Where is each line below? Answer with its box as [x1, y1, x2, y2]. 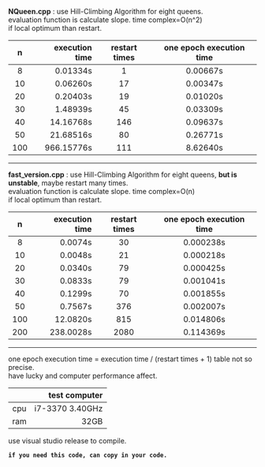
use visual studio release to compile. [8, 436, 127, 445]
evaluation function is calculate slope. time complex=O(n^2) [8, 15, 203, 24]
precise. [8, 363, 35, 372]
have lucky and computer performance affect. [8, 371, 158, 380]
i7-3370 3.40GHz [34, 403, 103, 413]
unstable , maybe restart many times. [8, 178, 129, 188]
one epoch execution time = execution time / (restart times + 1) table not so [8, 354, 252, 364]
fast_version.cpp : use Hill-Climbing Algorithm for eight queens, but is [8, 170, 237, 179]
